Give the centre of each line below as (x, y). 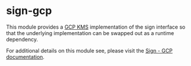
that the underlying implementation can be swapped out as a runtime (90, 33)
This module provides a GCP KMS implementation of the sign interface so (96, 27)
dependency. (22, 39)
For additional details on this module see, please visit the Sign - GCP (90, 50)
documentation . (25, 57)
